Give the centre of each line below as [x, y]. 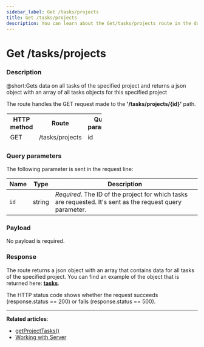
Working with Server [41, 337]
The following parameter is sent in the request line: [70, 169]
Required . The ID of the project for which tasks [121, 194]
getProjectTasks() [37, 331]
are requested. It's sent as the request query [118, 202]
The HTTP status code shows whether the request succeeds [82, 295]
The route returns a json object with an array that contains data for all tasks [100, 270]
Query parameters [34, 156]
